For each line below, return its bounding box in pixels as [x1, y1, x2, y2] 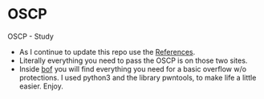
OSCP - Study [7, 31, 54, 41]
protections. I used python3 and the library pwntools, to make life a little [18, 72, 257, 82]
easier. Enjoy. [18, 81, 63, 91]
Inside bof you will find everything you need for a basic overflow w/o [18, 64, 246, 73]
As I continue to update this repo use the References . [18, 47, 196, 56]
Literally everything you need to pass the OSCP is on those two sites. [18, 56, 248, 65]
